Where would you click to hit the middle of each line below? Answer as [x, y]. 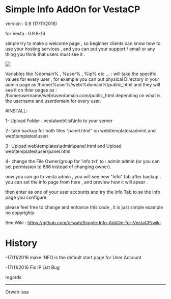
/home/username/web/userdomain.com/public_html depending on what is [83, 95]
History [21, 243]
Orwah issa [17, 292]
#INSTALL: [17, 110]
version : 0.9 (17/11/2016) [31, 24]
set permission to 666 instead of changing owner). [58, 167]
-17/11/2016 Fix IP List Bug [33, 267]
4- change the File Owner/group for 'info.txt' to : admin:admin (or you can [82, 161]
